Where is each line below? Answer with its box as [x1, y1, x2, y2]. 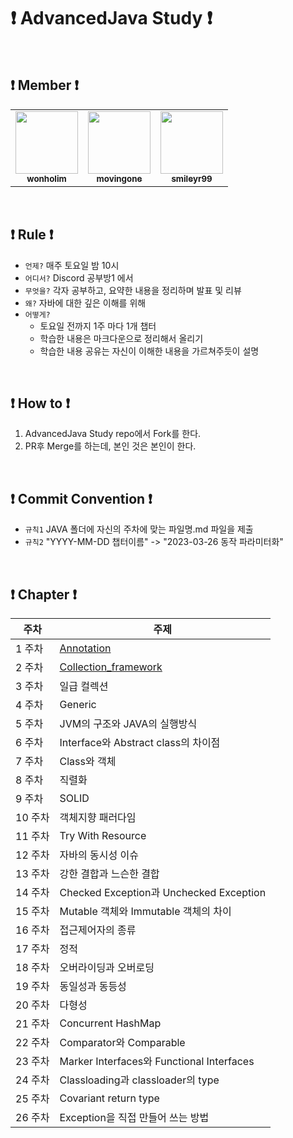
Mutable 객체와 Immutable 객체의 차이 [59, 905, 232, 918]
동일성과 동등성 [59, 980, 127, 993]
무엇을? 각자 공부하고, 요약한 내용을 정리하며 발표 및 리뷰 [24, 284, 242, 296]
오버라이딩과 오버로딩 [59, 961, 155, 974]
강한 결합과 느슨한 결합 [59, 867, 160, 880]
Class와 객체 [59, 755, 117, 768]
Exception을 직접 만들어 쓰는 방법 [59, 1111, 210, 1124]
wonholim [26, 173, 67, 184]
